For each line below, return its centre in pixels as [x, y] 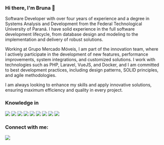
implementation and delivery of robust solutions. [54, 39]
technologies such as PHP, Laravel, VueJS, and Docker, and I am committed [82, 65]
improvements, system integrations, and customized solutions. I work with [80, 60]
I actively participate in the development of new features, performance [77, 54]
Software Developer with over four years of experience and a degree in [77, 19]
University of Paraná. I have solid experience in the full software [70, 29]
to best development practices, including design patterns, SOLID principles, [82, 70]
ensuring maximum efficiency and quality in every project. [64, 90]
